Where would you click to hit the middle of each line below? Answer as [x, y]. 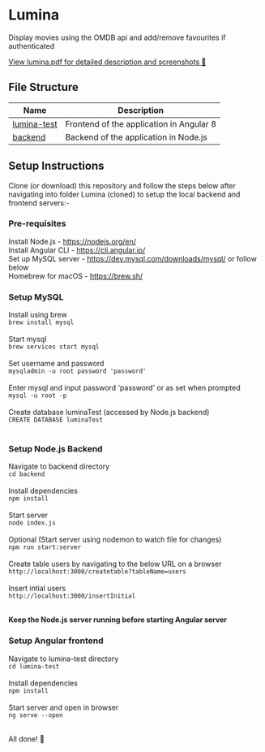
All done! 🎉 [26, 739]
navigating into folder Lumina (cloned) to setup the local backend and [124, 194]
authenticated [32, 45]
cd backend [27, 474]
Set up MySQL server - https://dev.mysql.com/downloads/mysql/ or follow [132, 258]
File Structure [43, 87]
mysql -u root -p [38, 395]
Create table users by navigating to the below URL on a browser [115, 564]
